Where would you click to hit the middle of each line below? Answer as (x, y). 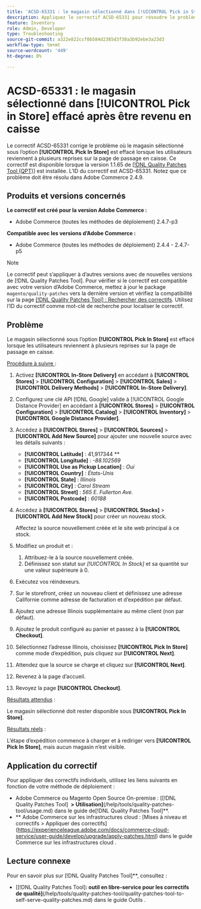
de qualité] (29, 893)
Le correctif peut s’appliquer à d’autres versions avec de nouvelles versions (100, 275)
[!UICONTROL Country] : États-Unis (69, 473)
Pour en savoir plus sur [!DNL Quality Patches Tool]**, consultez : (87, 876)
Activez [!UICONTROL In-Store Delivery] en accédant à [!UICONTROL (102, 375)
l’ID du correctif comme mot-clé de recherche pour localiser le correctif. (95, 306)
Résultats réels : (27, 729)
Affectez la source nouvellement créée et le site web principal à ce (97, 528)
